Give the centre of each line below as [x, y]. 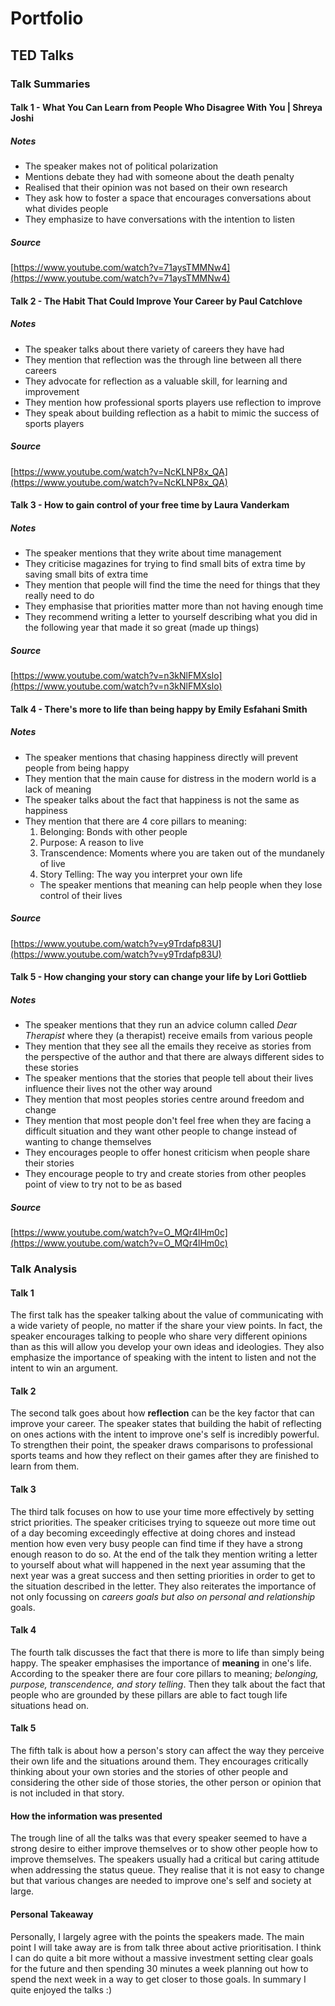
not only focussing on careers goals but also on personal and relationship [163, 1596]
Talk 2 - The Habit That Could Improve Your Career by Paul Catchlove [156, 301]
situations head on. [50, 1705]
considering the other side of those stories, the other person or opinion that [166, 1783]
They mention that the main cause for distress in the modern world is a [170, 778]
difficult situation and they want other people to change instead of [161, 1131]
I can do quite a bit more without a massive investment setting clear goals [162, 1958]
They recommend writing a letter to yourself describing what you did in [171, 617]
